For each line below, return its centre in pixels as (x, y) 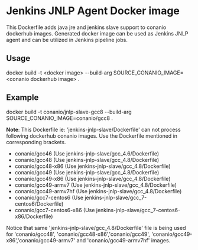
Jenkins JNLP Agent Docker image (93, 11)
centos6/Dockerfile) (39, 204)
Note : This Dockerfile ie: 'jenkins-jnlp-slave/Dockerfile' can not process (94, 129)
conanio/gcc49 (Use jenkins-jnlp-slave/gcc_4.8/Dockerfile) (87, 172)
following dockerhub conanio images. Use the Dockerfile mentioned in (92, 136)
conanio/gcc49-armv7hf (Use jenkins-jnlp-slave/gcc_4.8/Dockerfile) (98, 191)
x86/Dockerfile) (34, 216)
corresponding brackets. (36, 142)
